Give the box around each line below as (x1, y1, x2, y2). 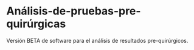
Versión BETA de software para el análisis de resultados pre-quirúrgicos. (6, 37, 189, 44)
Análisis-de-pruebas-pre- (6, 4, 141, 18)
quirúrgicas (6, 17, 66, 31)
